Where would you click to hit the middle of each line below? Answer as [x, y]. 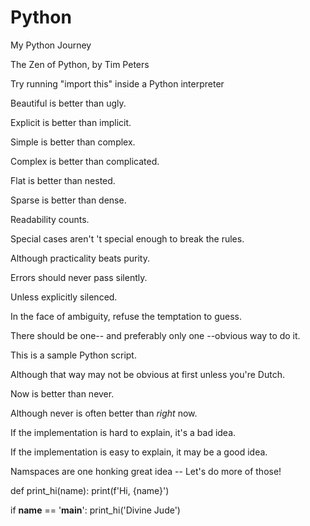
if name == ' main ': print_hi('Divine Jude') [95, 510]
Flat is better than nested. [63, 180]
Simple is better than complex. [73, 142]
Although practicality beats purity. [80, 258]
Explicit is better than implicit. [71, 122]
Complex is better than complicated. [85, 161]
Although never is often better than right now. [104, 413]
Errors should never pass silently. [79, 277]
